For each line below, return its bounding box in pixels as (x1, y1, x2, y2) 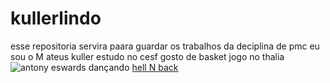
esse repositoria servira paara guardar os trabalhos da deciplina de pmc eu (10, 40, 320, 52)
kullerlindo (10, 7, 102, 30)
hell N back (131, 61, 179, 73)
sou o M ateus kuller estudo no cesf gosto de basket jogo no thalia (10, 50, 285, 62)
